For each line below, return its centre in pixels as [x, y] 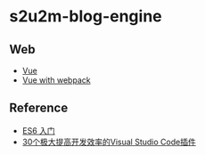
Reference [39, 108]
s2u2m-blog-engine [86, 16]
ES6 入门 [38, 130]
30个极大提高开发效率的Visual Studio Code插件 [109, 142]
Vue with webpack [56, 80]
